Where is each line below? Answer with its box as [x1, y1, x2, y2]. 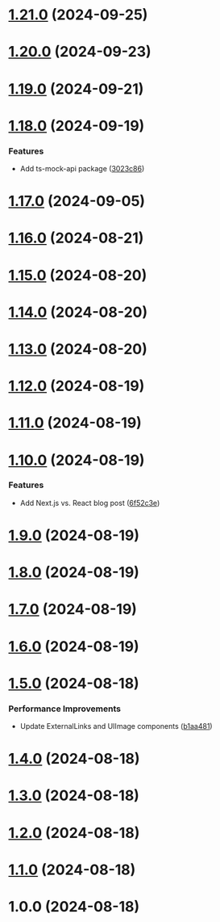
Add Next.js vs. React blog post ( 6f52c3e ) [19, 498, 160, 507]
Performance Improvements [8, 703, 122, 714]
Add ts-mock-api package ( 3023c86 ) [19, 164, 145, 174]
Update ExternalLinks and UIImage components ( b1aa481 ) [19, 722, 213, 731]
